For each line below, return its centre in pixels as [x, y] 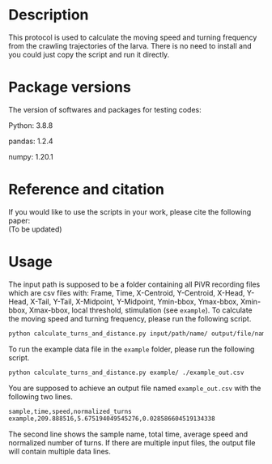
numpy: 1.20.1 [31, 156]
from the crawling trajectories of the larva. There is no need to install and [130, 45]
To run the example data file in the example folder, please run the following [132, 349]
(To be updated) [35, 229]
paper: [19, 220]
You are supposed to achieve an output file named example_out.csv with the [135, 388]
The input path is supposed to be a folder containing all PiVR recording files [134, 284]
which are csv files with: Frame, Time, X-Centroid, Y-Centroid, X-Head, [127, 292]
